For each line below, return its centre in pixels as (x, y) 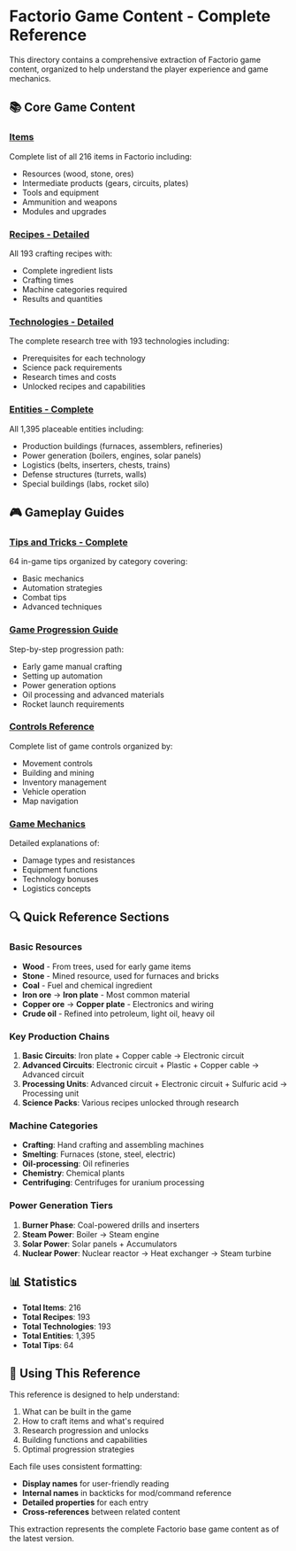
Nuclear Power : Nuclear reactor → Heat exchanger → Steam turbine (147, 1253)
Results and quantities (62, 299)
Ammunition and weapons (69, 202)
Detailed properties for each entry (85, 1502)
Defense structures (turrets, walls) (84, 474)
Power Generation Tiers (61, 1206)
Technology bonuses (60, 880)
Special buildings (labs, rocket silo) (86, 484)
